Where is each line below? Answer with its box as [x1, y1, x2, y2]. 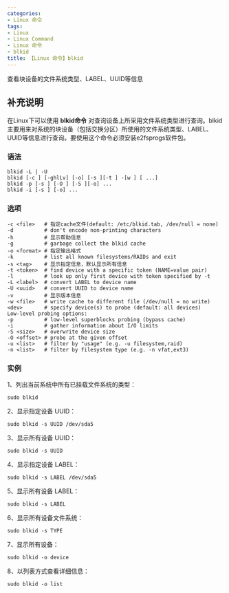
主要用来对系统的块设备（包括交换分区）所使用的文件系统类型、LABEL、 [7, 125, 213, 133]
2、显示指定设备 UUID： [7, 407, 76, 416]
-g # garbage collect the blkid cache [7, 240, 146, 248]
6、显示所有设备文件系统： [7, 514, 84, 522]
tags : [7, 23, 23, 30]
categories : [7, 10, 41, 17]
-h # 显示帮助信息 [7, 235, 81, 241]
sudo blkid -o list [7, 581, 63, 588]
